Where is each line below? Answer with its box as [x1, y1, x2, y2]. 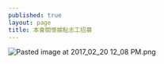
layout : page [8, 19, 51, 27]
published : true [8, 11, 62, 20]
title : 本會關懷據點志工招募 [8, 26, 93, 34]
